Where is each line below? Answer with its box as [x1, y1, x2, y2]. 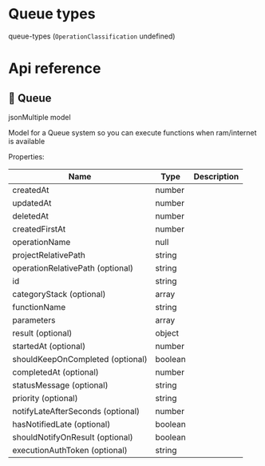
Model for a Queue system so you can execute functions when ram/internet [8, 127, 257, 137]
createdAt [12, 184, 49, 195]
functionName [12, 301, 66, 312]
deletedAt [12, 210, 49, 221]
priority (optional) [12, 392, 78, 404]
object [155, 327, 180, 339]
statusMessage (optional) [12, 380, 109, 391]
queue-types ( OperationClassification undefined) [8, 31, 176, 41]
